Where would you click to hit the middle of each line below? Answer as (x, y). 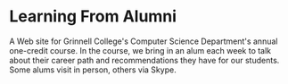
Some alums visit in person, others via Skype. (93, 70)
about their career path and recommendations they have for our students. (144, 60)
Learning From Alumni (93, 17)
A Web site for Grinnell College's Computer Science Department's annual (144, 41)
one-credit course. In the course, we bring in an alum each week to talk (140, 50)
